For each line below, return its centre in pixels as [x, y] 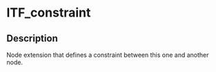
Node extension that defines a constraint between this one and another [108, 55]
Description [32, 38]
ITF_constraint [49, 13]
